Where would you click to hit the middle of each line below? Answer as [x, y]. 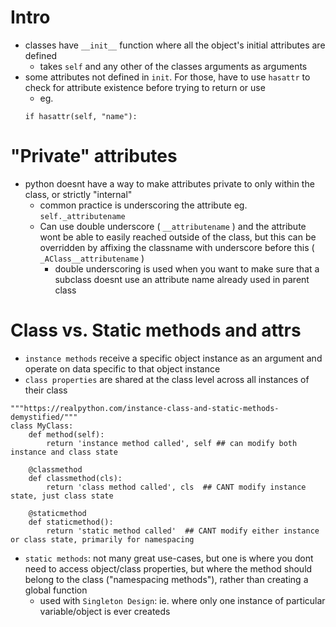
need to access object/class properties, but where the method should [168, 568]
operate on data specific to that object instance [122, 368]
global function [56, 590]
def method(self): [66, 434]
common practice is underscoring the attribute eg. [143, 205]
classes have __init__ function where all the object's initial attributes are [175, 45]
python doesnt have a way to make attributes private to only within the [169, 183]
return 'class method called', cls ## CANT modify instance [176, 487]
